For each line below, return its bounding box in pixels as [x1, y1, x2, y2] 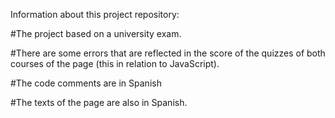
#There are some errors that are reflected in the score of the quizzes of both [10, 47, 326, 59]
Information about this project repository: [10, 9, 180, 20]
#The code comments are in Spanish [10, 77, 162, 89]
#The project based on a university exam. [10, 28, 182, 39]
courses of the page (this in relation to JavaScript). [10, 58, 220, 69]
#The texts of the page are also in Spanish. [10, 97, 188, 108]
